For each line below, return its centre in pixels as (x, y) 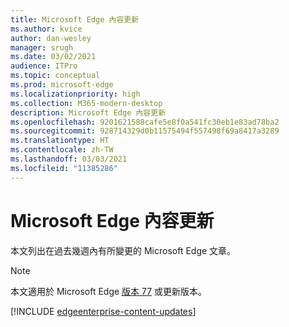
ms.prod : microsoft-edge (62, 85)
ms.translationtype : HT (60, 141)
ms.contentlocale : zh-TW (62, 150)
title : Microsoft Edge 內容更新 (75, 19)
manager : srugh (42, 47)
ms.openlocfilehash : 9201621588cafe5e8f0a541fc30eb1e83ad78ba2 (145, 122)
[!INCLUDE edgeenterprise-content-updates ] (103, 311)
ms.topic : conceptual (55, 76)
